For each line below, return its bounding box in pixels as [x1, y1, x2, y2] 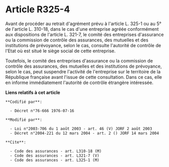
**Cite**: [5, 139, 27, 144]
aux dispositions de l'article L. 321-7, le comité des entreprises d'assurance [5, 31, 164, 37]
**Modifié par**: [5, 117, 43, 122]
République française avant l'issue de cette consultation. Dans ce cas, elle [5, 74, 162, 80]
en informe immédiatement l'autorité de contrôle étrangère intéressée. [5, 79, 154, 86]
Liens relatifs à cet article [5, 89, 60, 95]
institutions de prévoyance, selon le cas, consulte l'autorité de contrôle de [5, 42, 161, 48]
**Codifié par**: [5, 99, 43, 105]
